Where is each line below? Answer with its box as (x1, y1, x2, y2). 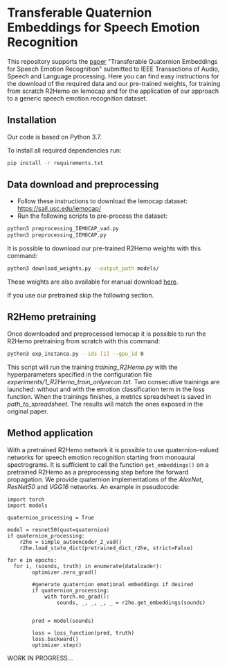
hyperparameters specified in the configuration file (7, 370, 152, 379)
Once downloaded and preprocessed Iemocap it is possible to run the (7, 329, 206, 338)
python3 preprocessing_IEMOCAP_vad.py (7, 225, 119, 232)
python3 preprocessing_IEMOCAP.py (7, 232, 107, 239)
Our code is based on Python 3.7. (7, 132, 102, 141)
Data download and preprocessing (7, 179, 159, 191)
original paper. (7, 407, 48, 416)
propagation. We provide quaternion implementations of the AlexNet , (7, 475, 203, 483)
